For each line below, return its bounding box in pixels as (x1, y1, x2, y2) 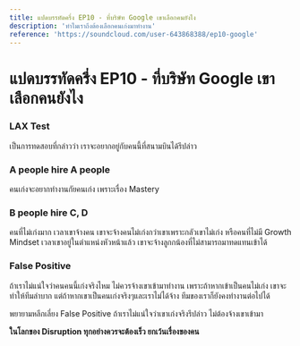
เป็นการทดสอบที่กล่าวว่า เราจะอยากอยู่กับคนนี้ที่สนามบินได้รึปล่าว (9, 140, 197, 151)
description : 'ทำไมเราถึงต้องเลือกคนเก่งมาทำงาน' (9, 21, 157, 30)
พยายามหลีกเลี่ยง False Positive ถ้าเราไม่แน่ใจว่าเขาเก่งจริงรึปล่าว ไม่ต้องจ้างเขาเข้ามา (9, 308, 264, 318)
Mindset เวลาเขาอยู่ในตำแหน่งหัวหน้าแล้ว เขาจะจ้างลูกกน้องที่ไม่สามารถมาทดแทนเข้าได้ (9, 237, 268, 248)
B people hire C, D (9, 207, 89, 219)
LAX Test (9, 120, 50, 132)
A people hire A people (9, 163, 110, 175)
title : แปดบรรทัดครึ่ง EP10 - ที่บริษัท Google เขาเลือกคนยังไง (9, 13, 196, 22)
